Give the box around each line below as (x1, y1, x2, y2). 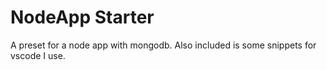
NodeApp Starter (10, 6, 155, 29)
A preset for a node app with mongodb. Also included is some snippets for (10, 39, 317, 51)
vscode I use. (10, 49, 66, 61)
